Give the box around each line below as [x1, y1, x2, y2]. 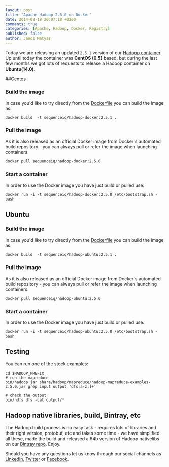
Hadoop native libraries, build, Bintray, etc [5, 411, 141, 420]
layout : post [5, 7, 33, 13]
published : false [5, 31, 42, 36]
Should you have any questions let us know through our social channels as [5, 450, 161, 457]
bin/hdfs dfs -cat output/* [5, 397, 65, 403]
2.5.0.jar [5, 384, 26, 389]
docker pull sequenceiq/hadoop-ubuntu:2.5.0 [5, 296, 101, 301]
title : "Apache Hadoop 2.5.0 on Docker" [5, 12, 92, 17]
